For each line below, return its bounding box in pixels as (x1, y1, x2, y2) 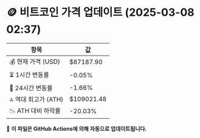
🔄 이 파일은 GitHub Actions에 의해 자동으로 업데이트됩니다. (6, 125, 147, 132)
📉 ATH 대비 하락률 (9, 107, 61, 115)
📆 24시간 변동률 (9, 84, 53, 92)
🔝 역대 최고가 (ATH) (9, 95, 64, 103)
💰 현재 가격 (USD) (9, 57, 61, 65)
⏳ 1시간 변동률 (9, 70, 50, 79)
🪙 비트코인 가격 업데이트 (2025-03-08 (6, 5, 195, 19)
